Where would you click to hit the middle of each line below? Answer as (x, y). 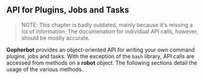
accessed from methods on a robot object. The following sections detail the (102, 62)
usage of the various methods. (45, 69)
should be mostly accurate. (56, 38)
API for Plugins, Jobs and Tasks (68, 10)
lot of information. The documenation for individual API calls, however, (110, 31)
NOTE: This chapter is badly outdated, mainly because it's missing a (107, 24)
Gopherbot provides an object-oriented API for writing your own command (101, 50)
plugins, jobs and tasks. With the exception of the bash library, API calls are (100, 56)
